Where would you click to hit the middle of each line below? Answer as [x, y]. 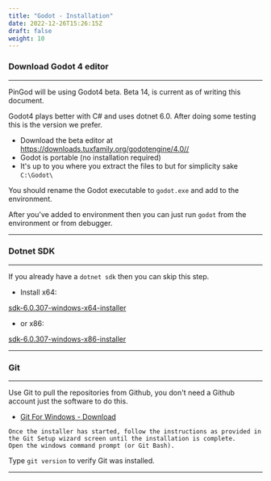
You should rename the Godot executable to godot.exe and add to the [124, 190]
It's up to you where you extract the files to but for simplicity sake [129, 165]
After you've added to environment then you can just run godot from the [127, 214]
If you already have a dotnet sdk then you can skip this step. [109, 276]
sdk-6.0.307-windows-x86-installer [67, 339]
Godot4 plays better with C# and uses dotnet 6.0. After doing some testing [132, 116]
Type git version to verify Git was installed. [81, 461]
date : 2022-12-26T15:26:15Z [56, 23]
